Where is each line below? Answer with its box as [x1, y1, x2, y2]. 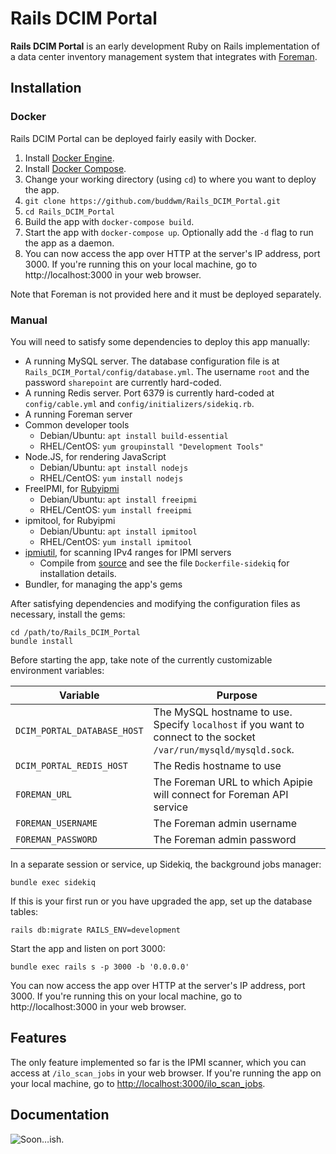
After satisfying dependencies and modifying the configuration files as [10, 597, 301, 609]
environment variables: [10, 664, 105, 676]
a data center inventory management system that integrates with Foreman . [10, 50, 318, 62]
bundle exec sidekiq [10, 877, 97, 887]
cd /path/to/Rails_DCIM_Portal [10, 627, 141, 637]
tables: [10, 905, 39, 917]
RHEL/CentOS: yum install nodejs [39, 472, 184, 484]
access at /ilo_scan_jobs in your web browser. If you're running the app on [10, 1067, 322, 1079]
